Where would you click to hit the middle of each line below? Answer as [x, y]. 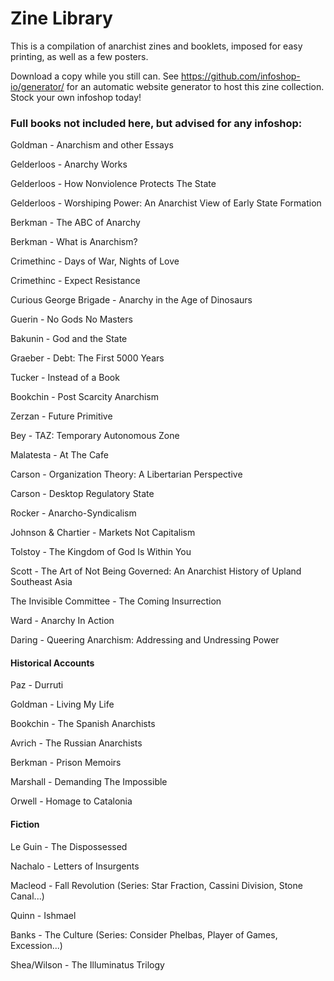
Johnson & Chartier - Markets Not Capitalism [103, 533]
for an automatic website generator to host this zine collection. [195, 86]
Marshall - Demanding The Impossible [89, 782]
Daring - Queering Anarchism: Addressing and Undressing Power [145, 640]
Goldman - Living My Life [62, 704]
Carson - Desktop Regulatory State [82, 494]
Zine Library [61, 18]
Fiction [25, 824]
